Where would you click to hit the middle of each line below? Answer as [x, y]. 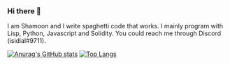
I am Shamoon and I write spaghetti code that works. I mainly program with [115, 26]
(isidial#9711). [27, 41]
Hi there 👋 [24, 11]
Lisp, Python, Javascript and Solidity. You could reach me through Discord [114, 33]
